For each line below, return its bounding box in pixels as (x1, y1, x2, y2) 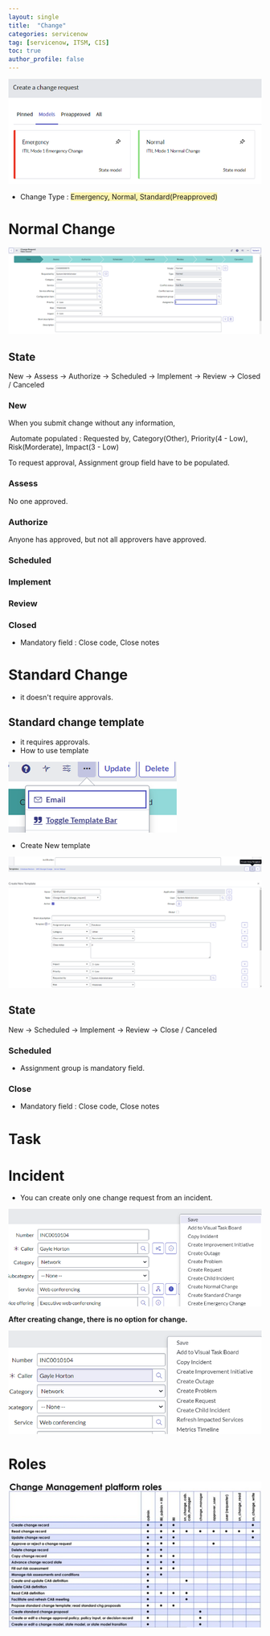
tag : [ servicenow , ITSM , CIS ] (8, 39, 110, 47)
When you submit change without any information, (8, 418, 175, 428)
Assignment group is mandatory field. (19, 1064, 145, 1073)
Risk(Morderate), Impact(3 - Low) (8, 442, 119, 452)
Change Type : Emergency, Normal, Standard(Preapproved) (19, 192, 219, 202)
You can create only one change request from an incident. (19, 1193, 213, 1203)
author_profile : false (8, 55, 84, 64)
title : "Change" (8, 21, 67, 30)
